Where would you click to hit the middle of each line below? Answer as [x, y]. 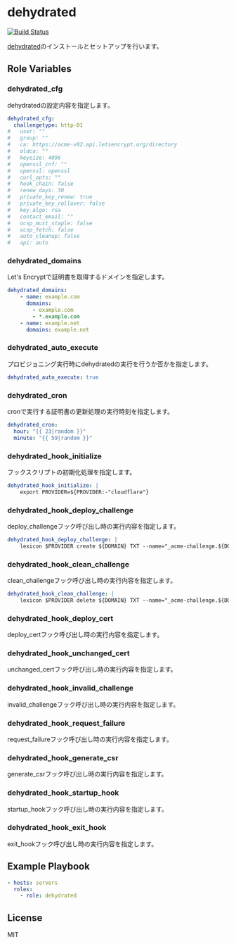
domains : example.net [58, 329]
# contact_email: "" [40, 216]
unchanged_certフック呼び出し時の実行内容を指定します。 [92, 669]
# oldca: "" [28, 151]
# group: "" [28, 138]
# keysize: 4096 [34, 158]
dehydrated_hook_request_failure [66, 723]
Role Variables [39, 69]
